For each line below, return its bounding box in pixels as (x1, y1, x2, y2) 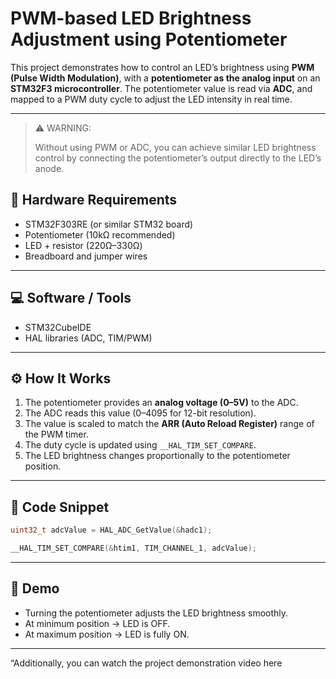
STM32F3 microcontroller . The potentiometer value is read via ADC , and (10, 82, 313, 94)
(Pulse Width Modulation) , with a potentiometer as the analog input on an (10, 72, 321, 84)
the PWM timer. (24, 428, 89, 441)
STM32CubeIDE (24, 321, 92, 333)
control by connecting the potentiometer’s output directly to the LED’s (34, 152, 322, 164)
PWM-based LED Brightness (10, 7, 252, 30)
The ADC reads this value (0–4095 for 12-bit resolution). (24, 407, 257, 419)
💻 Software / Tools (10, 290, 132, 307)
